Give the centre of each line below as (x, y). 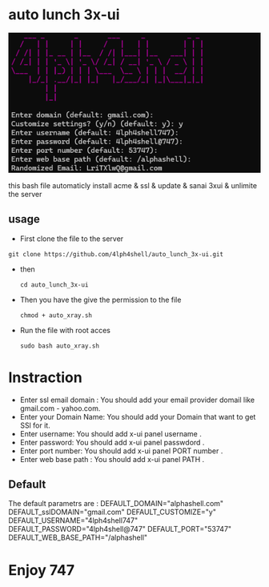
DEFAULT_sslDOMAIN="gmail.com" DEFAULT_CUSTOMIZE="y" (112, 512)
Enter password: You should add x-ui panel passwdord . (112, 442)
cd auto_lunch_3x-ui (54, 285)
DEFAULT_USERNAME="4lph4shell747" (73, 521)
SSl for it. (35, 425)
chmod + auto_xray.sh (56, 315)
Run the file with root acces (65, 330)
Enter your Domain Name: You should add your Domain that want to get (138, 416)
